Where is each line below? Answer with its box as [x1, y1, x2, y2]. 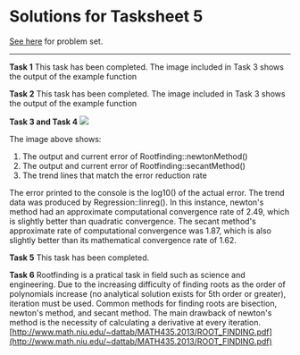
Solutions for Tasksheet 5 [9, 6, 204, 27]
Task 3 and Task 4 [9, 116, 79, 127]
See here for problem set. [9, 36, 104, 46]
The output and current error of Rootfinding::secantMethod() [21, 160, 246, 171]
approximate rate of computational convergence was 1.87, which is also [9, 225, 272, 236]
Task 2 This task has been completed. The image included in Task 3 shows [9, 88, 286, 99]
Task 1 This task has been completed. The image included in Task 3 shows [9, 61, 284, 72]
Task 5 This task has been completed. [9, 252, 150, 263]
